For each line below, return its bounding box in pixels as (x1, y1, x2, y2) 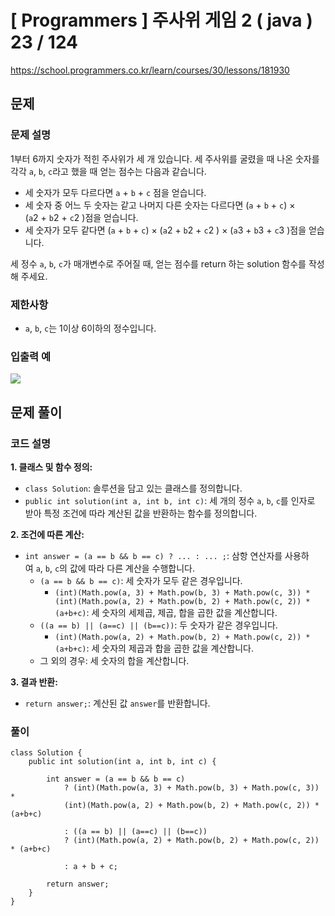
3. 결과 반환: (10, 676, 58, 688)
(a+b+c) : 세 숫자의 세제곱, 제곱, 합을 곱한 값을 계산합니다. (54, 606, 278, 618)
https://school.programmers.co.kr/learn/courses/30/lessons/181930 (10, 64, 290, 76)
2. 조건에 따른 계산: (10, 528, 85, 540)
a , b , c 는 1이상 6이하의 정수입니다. (24, 322, 157, 334)
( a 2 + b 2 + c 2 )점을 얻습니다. (24, 211, 139, 223)
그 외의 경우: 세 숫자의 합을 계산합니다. (39, 654, 190, 666)
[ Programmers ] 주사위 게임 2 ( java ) (10, 9, 313, 32)
